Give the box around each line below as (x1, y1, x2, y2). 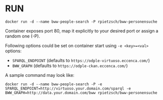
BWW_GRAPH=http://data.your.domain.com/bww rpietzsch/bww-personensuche (5, 90, 158, 95)
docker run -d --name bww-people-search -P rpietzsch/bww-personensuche (5, 19, 158, 24)
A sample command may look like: (5, 72, 75, 78)
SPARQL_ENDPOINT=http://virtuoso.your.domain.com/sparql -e (5, 86, 131, 91)
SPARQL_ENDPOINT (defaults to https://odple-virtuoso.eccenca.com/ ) (12, 57, 150, 63)
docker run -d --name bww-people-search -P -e (5, 82, 102, 87)
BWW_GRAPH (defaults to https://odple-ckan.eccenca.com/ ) (12, 63, 128, 68)
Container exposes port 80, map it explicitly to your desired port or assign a (5, 28, 159, 33)
